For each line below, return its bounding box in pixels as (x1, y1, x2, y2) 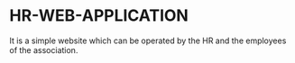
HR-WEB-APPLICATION (9, 5, 189, 26)
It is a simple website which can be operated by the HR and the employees (9, 35, 287, 46)
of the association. (9, 44, 78, 55)
